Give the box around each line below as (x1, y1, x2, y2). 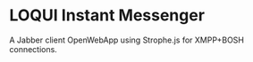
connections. (9, 43, 58, 54)
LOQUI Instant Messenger (9, 5, 206, 26)
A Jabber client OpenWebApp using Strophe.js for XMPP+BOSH (9, 35, 244, 45)
